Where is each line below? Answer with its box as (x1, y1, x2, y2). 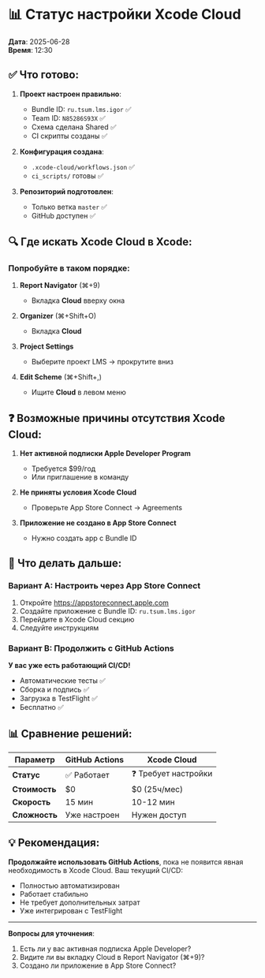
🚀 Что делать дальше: (8, 556, 122, 569)
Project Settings (19, 342, 74, 351)
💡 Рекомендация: (8, 836, 100, 849)
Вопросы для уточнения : (8, 928, 95, 938)
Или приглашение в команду (31, 472, 129, 482)
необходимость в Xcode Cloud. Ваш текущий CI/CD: (8, 865, 184, 875)
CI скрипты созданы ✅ (31, 131, 108, 140)
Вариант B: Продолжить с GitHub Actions (8, 643, 175, 654)
